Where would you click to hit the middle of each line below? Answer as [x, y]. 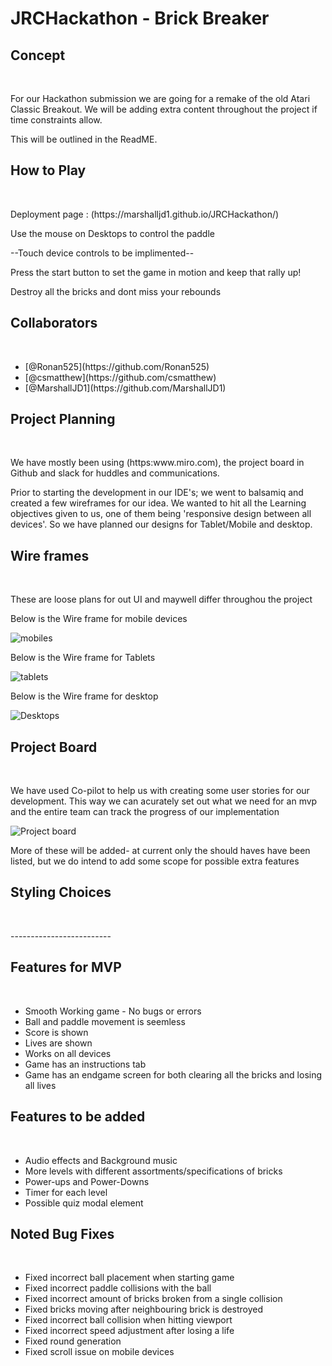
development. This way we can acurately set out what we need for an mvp [164, 801]
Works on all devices [68, 1053]
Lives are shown [58, 1043]
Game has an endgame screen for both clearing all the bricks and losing [173, 1074]
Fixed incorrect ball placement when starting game [129, 1278]
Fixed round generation [73, 1341]
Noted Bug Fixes [62, 1233]
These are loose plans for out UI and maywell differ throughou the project [161, 599]
